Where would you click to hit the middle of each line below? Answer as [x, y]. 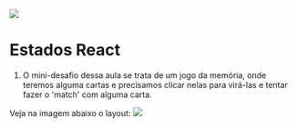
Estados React [65, 50]
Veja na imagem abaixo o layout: [70, 113]
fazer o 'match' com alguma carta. [87, 94]
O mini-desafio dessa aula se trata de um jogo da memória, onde [144, 75]
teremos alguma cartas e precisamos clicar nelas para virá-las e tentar [155, 84]
